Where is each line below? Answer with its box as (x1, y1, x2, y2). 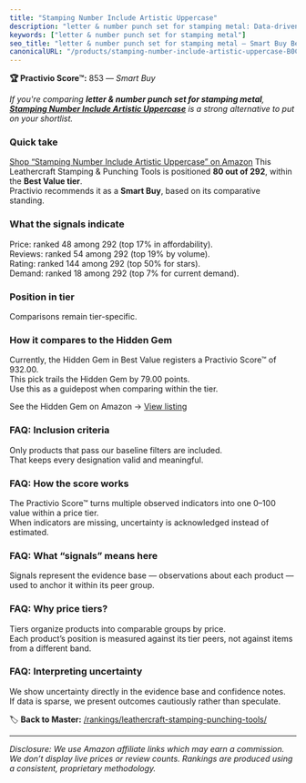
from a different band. (9, 643, 92, 654)
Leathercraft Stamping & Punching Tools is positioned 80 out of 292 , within (9, 166, 293, 178)
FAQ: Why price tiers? (9, 603, 108, 615)
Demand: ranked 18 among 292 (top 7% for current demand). (9, 268, 240, 279)
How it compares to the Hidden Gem (9, 333, 173, 346)
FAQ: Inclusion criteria (9, 424, 110, 437)
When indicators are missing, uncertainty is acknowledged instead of (9, 516, 270, 528)
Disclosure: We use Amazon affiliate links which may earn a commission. (9, 743, 285, 754)
